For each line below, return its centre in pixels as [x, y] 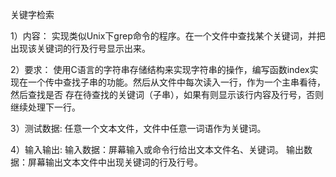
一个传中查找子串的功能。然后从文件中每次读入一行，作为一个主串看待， [176, 82]
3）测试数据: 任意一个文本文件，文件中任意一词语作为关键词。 [138, 128]
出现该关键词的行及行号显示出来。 [80, 48]
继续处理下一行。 [45, 107]
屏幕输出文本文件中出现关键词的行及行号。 [115, 162]
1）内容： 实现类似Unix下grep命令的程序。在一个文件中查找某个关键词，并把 [168, 36]
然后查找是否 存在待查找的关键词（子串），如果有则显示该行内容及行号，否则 [167, 94]
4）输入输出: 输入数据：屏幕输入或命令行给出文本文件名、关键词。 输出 [157, 149]
